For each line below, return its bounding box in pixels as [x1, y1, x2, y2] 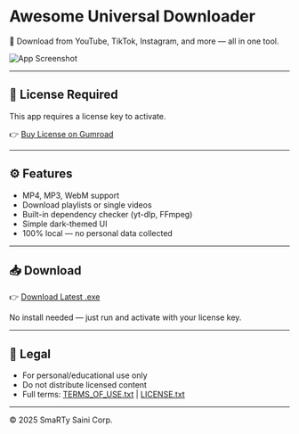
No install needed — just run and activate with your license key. [9, 312, 242, 323]
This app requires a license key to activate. [9, 111, 166, 121]
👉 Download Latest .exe [9, 291, 101, 302]
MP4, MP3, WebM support [21, 190, 120, 201]
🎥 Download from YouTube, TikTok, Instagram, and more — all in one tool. [9, 36, 279, 46]
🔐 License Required [9, 87, 118, 102]
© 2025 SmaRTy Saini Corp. [9, 414, 113, 425]
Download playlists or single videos [21, 199, 153, 210]
